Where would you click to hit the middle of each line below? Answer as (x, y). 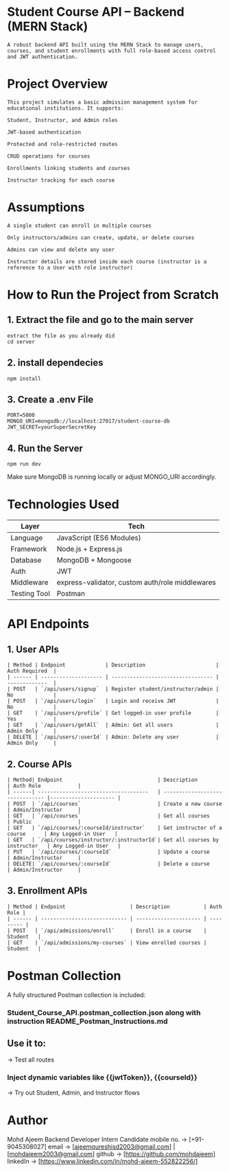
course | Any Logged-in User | (62, 834)
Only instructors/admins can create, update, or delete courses (101, 237)
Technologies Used (63, 504)
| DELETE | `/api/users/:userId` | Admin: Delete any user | (113, 737)
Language (27, 538)
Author (27, 1120)
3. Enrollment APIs (47, 891)
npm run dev (24, 464)
